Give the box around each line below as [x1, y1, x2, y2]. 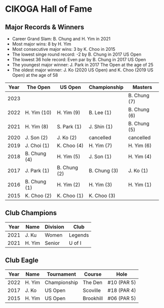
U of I [69, 240, 82, 246]
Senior [44, 240, 60, 246]
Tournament [46, 270, 77, 277]
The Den [82, 279, 102, 286]
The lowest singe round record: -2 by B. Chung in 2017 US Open [12, 51, 142, 57]
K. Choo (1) [57, 192, 84, 199]
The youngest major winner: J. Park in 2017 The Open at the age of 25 [12, 62, 154, 67]
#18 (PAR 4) [107, 287, 136, 294]
